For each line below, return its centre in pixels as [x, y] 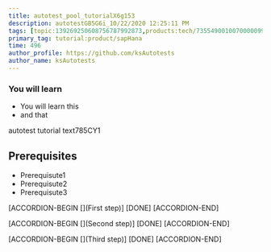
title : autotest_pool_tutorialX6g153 [72, 16]
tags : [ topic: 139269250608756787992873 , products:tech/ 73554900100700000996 [138, 31]
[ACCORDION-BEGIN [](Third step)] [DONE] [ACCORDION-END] [115, 239]
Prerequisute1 [43, 175]
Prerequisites [43, 156]
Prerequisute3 [44, 192]
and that [34, 115]
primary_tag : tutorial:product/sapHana [75, 38]
